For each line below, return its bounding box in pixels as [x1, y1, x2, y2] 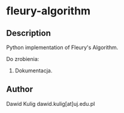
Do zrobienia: [6, 56, 40, 62]
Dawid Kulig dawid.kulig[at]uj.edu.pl [6, 100, 95, 107]
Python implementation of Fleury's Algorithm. [6, 44, 119, 51]
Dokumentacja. [14, 67, 53, 74]
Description [6, 28, 51, 38]
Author [6, 84, 33, 94]
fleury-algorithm [6, 4, 91, 18]
